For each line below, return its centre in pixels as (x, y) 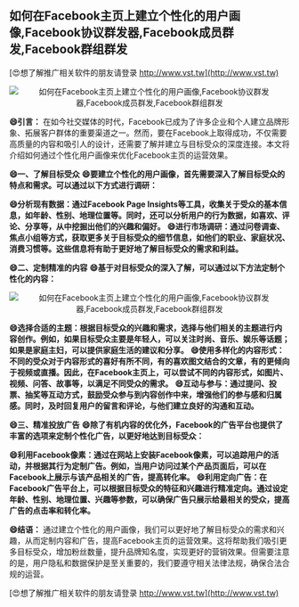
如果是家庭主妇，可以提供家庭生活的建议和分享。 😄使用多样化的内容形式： (147, 349)
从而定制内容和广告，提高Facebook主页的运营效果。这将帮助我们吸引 (152, 540)
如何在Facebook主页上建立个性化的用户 (119, 16)
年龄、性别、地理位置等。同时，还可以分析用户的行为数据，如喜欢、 (157, 215)
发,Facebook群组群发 (69, 49)
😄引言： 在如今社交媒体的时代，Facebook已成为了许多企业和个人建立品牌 (145, 121)
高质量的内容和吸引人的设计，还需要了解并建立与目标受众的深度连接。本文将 (149, 144)
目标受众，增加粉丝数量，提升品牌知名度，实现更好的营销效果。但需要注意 (153, 552)
